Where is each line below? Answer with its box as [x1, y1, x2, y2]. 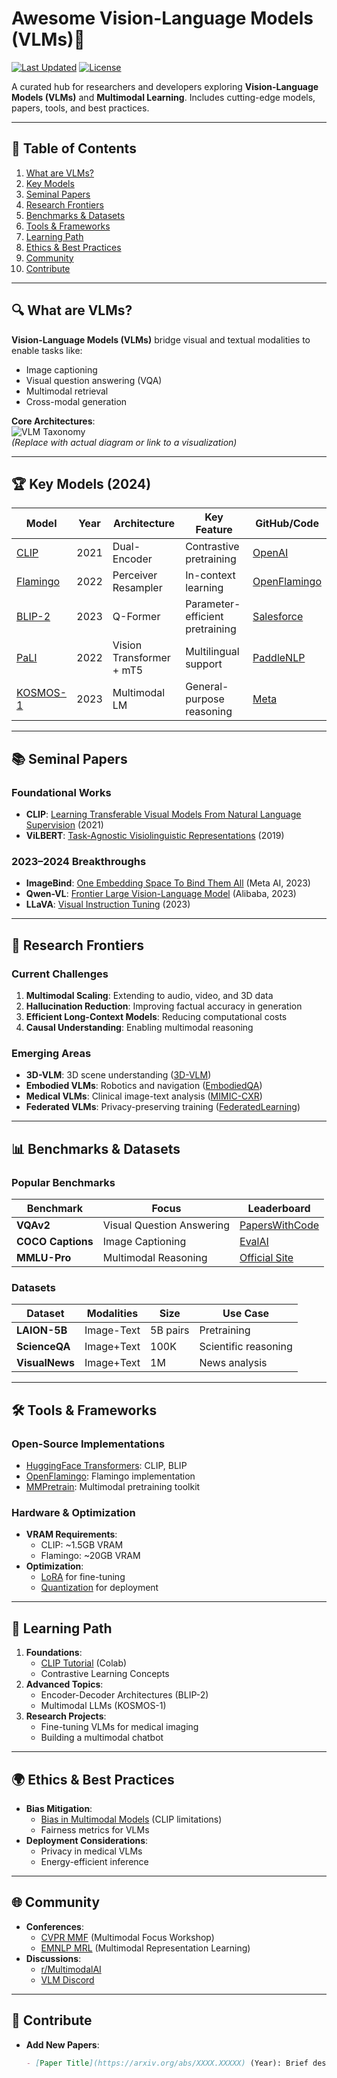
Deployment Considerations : [25, 1834, 149, 1846]
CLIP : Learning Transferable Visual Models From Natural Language [25, 808, 302, 821]
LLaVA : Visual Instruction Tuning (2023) [25, 898, 191, 911]
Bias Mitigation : [25, 1802, 93, 1814]
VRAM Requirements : [25, 1528, 118, 1541]
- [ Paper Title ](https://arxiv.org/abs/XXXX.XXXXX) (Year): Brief [25, 2058, 309, 2068]
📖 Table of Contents [11, 140, 137, 157]
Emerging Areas [11, 1046, 92, 1060]
